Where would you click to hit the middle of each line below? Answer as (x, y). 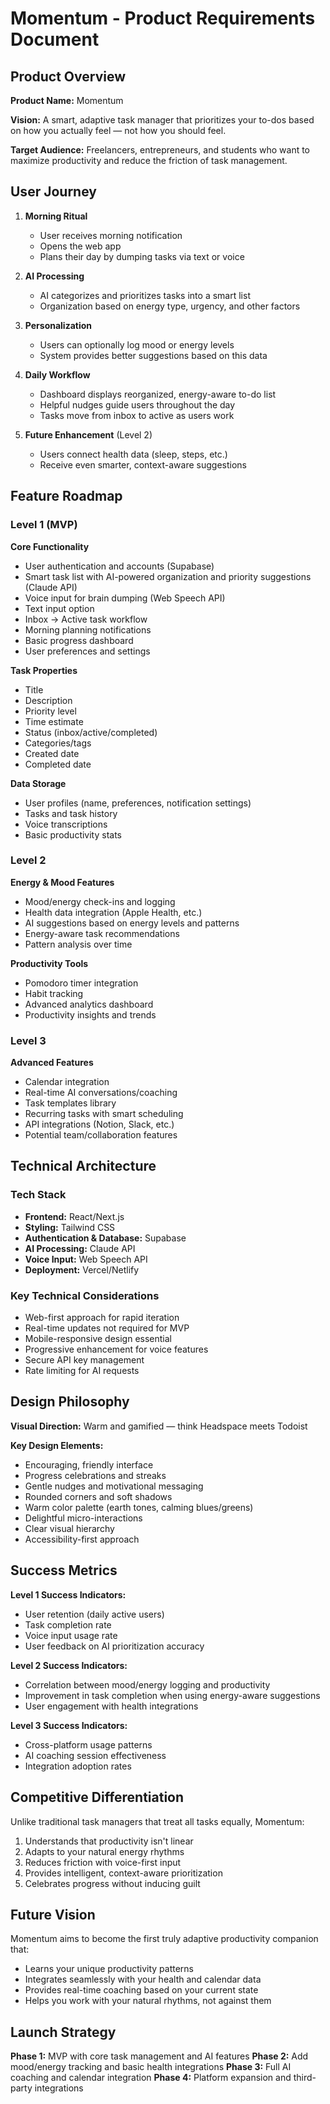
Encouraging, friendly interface (89, 1464)
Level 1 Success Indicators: (68, 1594)
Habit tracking (54, 993)
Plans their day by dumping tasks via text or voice (142, 256)
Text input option (59, 608)
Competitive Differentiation (97, 1797)
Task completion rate (68, 1624)
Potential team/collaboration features (101, 1135)
